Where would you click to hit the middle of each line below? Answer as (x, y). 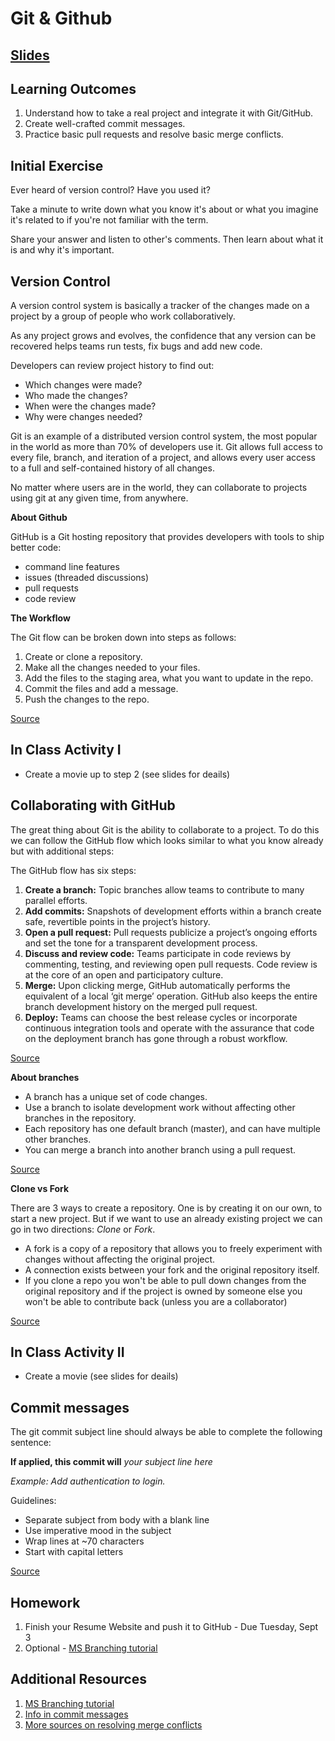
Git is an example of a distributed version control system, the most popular (164, 436)
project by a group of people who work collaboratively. (123, 316)
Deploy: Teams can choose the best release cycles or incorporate (161, 1017)
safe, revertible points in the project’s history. (117, 921)
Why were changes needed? (83, 417)
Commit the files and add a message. (101, 689)
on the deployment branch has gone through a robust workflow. (156, 1038)
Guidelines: (33, 1501)
